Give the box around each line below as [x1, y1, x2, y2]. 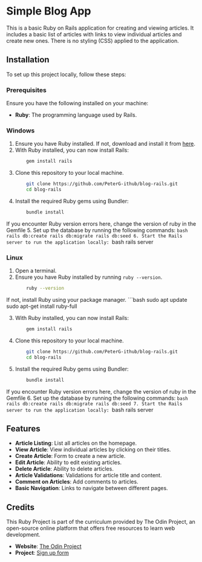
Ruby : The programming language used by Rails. [15, 111, 137, 119]
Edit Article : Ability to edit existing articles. [15, 459, 122, 466]
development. [6, 531, 41, 538]
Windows [6, 126, 35, 134]
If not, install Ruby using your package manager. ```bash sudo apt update [6, 296, 187, 304]
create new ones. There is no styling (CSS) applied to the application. [6, 37, 180, 44]
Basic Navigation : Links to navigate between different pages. [15, 485, 168, 492]
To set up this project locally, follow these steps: [6, 71, 126, 78]
